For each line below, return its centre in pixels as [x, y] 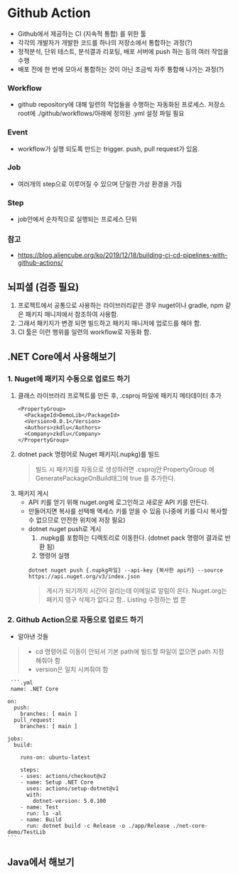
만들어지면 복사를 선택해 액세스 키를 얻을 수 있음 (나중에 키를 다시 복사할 [128, 511]
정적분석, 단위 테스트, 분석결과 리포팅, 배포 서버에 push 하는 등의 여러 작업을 [123, 51]
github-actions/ [40, 263]
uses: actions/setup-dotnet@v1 [72, 789]
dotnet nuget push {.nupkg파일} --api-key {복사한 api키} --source [126, 570]
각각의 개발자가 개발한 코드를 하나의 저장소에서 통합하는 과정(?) [105, 42]
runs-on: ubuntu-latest [55, 758]
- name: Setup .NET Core [57, 783]
